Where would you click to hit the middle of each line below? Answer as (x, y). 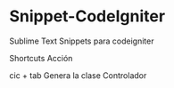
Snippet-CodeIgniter (87, 16)
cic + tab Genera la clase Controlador (78, 75)
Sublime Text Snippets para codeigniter (82, 41)
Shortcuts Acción (41, 58)
